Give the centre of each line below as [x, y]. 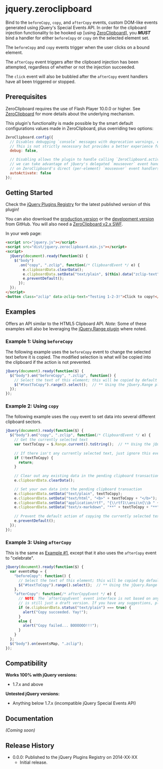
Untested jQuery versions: [33, 694]
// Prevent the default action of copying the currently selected [82, 516]
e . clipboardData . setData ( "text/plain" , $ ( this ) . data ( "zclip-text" [91, 274]
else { [25, 621]
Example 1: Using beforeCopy [39, 341]
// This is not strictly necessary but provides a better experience [81, 146]
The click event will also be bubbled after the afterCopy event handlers [77, 76]
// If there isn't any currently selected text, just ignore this [82, 453]
